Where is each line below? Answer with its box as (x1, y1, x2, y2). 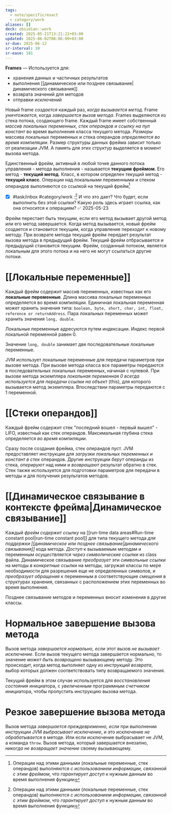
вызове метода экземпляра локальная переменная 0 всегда (5, 373, 140, 379)
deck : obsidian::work (5, 27, 52, 32)
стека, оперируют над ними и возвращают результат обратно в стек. (5, 461, 158, 468)
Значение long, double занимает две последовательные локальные (5, 341, 155, 347)
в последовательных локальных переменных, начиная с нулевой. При (5, 367, 160, 373)
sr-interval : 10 (5, 46, 40, 51)
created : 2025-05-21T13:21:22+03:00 (5, 31, 83, 37)
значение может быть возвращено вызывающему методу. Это (5, 656, 143, 662)
